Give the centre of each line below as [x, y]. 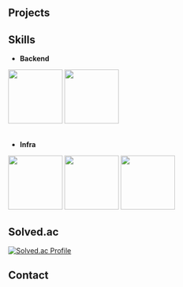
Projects [29, 13]
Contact [28, 276]
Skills [22, 40]
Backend [34, 59]
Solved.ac [34, 232]
